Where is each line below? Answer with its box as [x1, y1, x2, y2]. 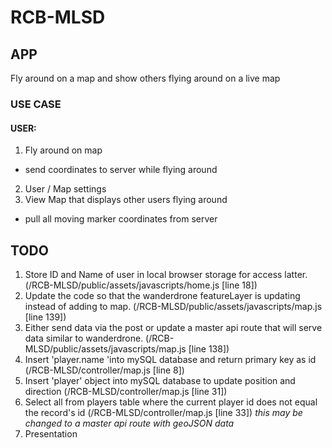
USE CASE [10, 97, 62, 111]
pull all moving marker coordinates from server [24, 213, 218, 225]
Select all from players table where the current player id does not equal [24, 396, 318, 408]
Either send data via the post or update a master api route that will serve [24, 321, 323, 333]
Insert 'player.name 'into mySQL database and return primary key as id [24, 353, 317, 365]
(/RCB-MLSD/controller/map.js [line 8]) [24, 364, 185, 376]
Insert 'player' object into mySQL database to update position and [24, 374, 296, 386]
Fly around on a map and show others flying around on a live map [10, 72, 281, 84]
